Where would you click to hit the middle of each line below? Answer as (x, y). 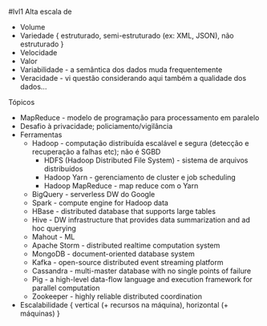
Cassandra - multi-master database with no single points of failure (141, 271)
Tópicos (22, 102)
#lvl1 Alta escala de (40, 12)
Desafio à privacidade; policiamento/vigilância (96, 126)
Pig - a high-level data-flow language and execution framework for (142, 279)
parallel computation (66, 288)
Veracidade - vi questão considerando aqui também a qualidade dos (133, 78)
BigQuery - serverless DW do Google (93, 194)
